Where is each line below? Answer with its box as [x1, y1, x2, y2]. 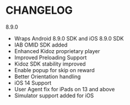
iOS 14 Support [14, 79, 52, 87]
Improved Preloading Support [14, 54, 87, 61]
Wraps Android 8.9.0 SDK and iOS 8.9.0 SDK [14, 35, 124, 42]
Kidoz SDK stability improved [14, 60, 86, 67]
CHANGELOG [5, 4, 73, 17]
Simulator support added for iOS [14, 92, 94, 99]
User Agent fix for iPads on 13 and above [14, 85, 115, 92]
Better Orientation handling [14, 73, 81, 80]
